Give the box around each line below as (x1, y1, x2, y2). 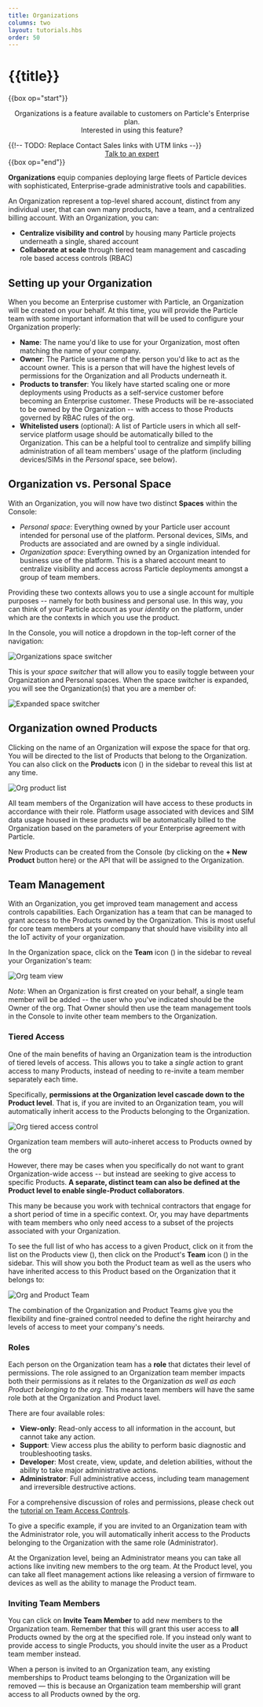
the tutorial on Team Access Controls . (8, 1506, 130, 1516)
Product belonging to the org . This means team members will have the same (8, 1385, 255, 1394)
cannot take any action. (19, 1432, 96, 1442)
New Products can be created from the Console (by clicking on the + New (8, 847, 247, 856)
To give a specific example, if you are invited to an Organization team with (8, 1521, 247, 1531)
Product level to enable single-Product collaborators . (8, 1186, 184, 1195)
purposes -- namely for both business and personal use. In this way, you (8, 596, 243, 605)
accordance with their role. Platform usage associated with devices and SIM (8, 807, 254, 816)
